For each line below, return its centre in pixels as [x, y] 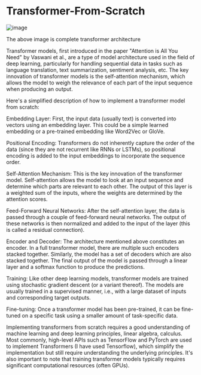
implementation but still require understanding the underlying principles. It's [100, 352]
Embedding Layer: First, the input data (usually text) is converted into [91, 119]
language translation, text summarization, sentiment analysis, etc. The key [98, 69]
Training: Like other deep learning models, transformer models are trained [97, 278]
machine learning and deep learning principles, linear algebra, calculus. [94, 333]
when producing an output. [39, 89]
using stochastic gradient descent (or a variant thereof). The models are [95, 285]
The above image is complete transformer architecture [73, 39]
